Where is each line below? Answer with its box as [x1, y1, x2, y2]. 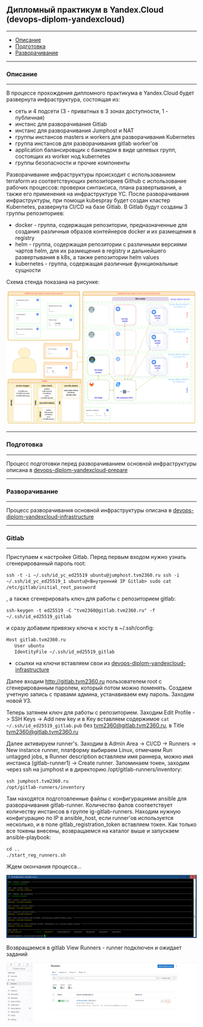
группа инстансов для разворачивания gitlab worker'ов [14, 140, 158, 147]
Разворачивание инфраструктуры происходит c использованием [6, 171, 176, 178]
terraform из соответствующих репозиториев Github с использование [6, 177, 187, 185]
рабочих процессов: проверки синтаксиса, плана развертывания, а [6, 184, 182, 191]
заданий [6, 951, 28, 958]
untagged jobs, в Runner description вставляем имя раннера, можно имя [6, 753, 193, 761]
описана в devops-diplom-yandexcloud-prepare [6, 466, 128, 473]
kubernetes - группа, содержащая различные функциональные [14, 260, 178, 268]
